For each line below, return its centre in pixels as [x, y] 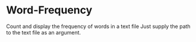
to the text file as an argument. [44, 32]
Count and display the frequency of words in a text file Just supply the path [99, 26]
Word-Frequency [49, 10]
